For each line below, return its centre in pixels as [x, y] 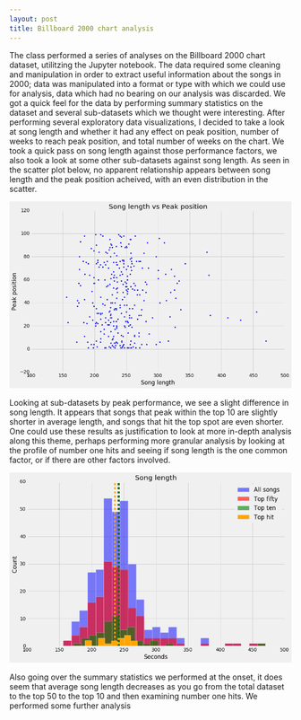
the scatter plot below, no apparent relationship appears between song [140, 170]
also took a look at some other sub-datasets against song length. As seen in [149, 160]
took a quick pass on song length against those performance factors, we [143, 150]
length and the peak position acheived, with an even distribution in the [139, 179]
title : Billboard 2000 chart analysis [82, 28]
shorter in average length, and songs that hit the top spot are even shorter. [147, 422]
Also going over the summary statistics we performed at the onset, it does [146, 677]
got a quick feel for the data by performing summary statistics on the [136, 102]
